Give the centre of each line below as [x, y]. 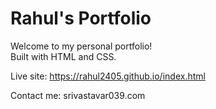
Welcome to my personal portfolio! [81, 46]
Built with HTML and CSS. [63, 56]
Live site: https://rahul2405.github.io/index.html [108, 76]
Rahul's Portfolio [81, 18]
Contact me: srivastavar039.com [78, 95]
